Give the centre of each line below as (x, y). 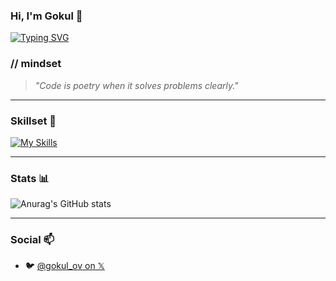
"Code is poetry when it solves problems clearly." (136, 85)
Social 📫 (32, 240)
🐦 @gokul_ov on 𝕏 (64, 266)
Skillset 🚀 (33, 121)
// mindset (36, 64)
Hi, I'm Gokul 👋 (46, 16)
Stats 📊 (30, 178)
